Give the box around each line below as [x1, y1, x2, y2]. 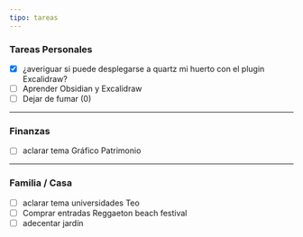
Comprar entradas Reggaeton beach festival [22, 207, 188, 218]
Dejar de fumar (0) [22, 94, 92, 105]
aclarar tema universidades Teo [22, 197, 140, 208]
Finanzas [9, 125, 50, 138]
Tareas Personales [9, 42, 93, 55]
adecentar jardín [22, 217, 84, 228]
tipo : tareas [9, 13, 59, 23]
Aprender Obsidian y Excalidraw [22, 83, 142, 94]
